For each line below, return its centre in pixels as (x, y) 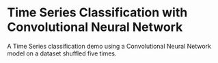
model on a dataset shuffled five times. (62, 53)
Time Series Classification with (97, 13)
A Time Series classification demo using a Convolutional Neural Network (109, 46)
